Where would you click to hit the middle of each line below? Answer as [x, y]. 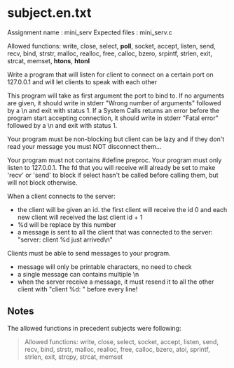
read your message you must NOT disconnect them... [84, 146]
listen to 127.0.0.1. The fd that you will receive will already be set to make [111, 167]
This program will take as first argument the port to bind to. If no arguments [116, 96]
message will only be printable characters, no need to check [105, 267]
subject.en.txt [49, 13]
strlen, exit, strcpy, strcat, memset [74, 357]
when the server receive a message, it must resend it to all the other [116, 282]
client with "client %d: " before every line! [77, 289]
